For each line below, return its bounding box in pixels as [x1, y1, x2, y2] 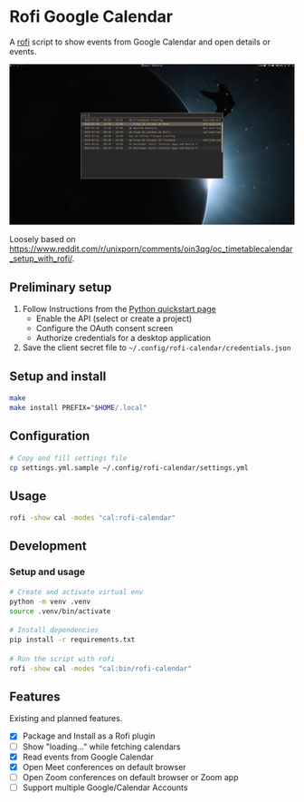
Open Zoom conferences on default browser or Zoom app [22, 771, 239, 782]
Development [9, 538, 88, 554]
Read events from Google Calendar [22, 751, 154, 762]
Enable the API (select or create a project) [35, 313, 193, 324]
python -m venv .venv [9, 597, 91, 606]
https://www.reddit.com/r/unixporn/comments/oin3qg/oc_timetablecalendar [9, 243, 293, 255]
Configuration [9, 428, 90, 444]
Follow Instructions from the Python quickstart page [22, 304, 217, 315]
